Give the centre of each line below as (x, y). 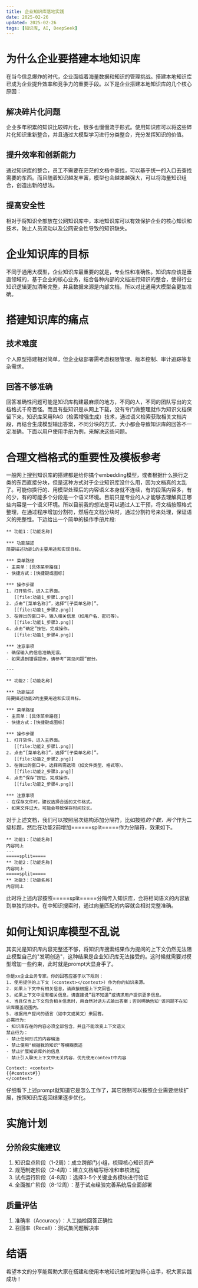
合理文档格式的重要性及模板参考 (84, 458)
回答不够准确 (29, 387)
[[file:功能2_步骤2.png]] (44, 759)
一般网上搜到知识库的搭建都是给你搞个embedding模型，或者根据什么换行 (95, 475)
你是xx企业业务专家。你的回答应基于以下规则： (55, 976)
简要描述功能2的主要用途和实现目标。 (45, 699)
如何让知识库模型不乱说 (63, 932)
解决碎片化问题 (33, 112)
